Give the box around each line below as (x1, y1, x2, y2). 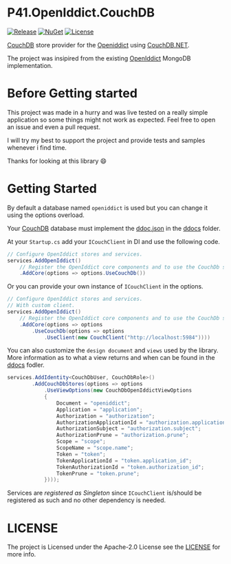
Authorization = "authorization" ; (56, 412, 155, 420)
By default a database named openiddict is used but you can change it (7, 203, 208, 212)
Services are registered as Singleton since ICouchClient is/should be (7, 489, 202, 497)
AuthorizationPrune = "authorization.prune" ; (56, 431, 189, 439)
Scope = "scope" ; (56, 438, 107, 445)
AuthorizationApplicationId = (56, 419, 143, 426)
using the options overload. (7, 211, 85, 219)
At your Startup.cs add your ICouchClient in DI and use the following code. (7, 237, 220, 245)
